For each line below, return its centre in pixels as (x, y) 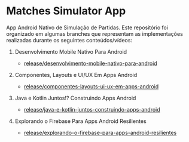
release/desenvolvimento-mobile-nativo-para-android (90, 63)
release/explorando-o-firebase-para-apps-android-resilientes (100, 132)
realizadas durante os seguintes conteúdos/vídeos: (69, 40)
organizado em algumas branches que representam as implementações (95, 33)
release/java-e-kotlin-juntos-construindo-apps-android (92, 109)
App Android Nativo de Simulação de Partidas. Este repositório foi (87, 27)
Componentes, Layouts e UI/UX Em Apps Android (76, 75)
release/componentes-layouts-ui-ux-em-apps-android (91, 86)
